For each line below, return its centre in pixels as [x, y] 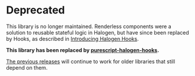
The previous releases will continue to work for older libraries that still [91, 61]
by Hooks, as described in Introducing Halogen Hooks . [72, 39]
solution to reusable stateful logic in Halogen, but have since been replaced [98, 32]
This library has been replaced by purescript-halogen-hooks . [83, 50]
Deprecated [36, 10]
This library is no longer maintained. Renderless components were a [89, 26]
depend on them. [27, 67]
